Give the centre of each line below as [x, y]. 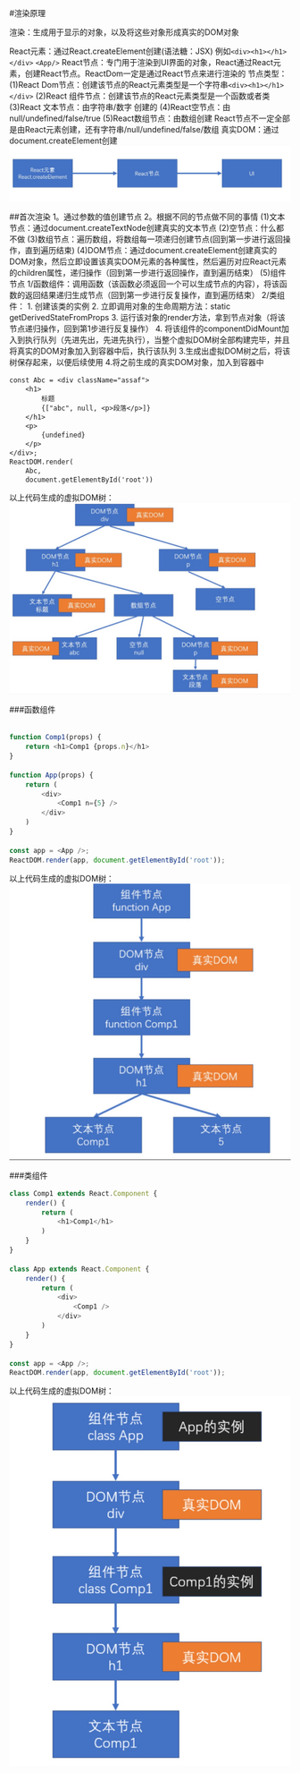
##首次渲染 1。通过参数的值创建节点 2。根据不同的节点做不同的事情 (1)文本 [147, 217]
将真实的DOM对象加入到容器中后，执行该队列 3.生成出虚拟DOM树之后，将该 [150, 351]
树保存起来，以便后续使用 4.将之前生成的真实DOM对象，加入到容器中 [137, 362]
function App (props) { [51, 775]
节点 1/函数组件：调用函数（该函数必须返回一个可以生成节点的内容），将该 [144, 284]
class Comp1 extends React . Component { [83, 1193]
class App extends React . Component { [79, 1269]
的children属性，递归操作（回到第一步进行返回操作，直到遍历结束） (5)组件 [148, 272]
